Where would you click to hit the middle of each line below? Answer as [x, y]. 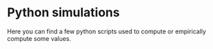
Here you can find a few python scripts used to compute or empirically [107, 31]
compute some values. [39, 38]
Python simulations [63, 13]
